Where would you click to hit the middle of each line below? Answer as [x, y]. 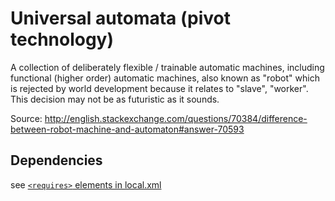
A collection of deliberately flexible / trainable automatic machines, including [167, 67]
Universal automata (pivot [120, 18]
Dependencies [56, 160]
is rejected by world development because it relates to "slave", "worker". [159, 88]
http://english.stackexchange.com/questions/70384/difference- [176, 118]
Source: [26, 118]
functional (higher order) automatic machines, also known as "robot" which [165, 78]
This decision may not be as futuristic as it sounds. [115, 99]
